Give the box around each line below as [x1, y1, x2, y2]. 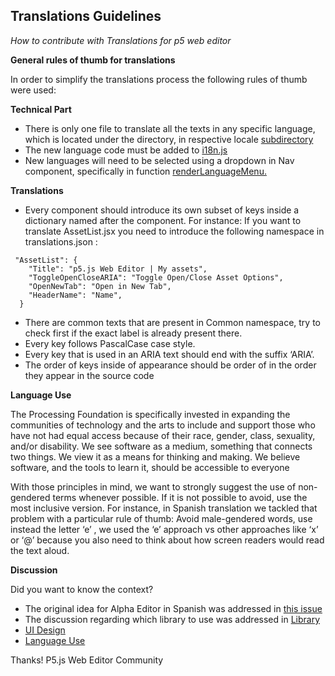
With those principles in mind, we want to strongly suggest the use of [10, 480, 297, 493]
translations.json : [24, 235, 98, 248]
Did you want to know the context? [10, 583, 154, 595]
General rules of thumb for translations [10, 54, 176, 66]
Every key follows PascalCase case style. [24, 337, 196, 349]
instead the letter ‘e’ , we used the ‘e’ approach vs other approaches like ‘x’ [10, 523, 319, 535]
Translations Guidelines [10, 8, 162, 25]
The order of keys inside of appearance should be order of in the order [24, 359, 317, 371]
